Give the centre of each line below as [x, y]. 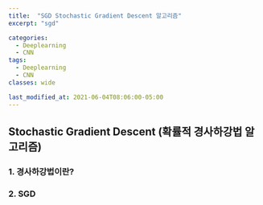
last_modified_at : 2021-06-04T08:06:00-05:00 [86, 97]
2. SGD [22, 194]
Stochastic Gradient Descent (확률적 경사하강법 [125, 131]
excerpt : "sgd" [34, 23]
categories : [28, 38]
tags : [17, 60]
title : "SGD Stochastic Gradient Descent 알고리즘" [95, 16]
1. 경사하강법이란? [41, 171]
